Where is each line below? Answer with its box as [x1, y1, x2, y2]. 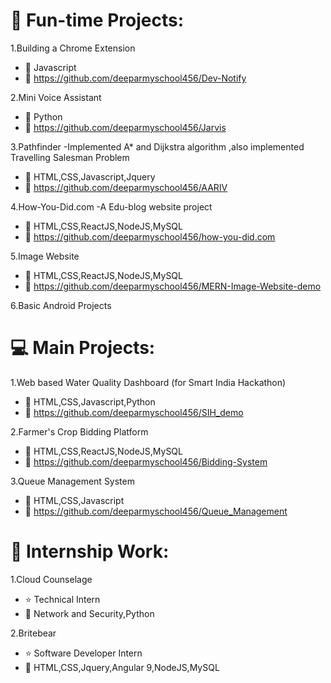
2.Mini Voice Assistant [10, 91, 102, 103]
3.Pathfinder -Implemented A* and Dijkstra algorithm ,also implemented [10, 140, 305, 153]
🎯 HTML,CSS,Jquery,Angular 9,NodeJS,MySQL [24, 661, 220, 673]
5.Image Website [10, 250, 80, 262]
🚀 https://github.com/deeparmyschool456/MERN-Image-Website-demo [24, 280, 322, 292]
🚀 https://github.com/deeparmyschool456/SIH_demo [24, 406, 244, 418]
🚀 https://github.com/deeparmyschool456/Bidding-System [24, 455, 268, 468]
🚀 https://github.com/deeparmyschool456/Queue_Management [24, 505, 288, 517]
